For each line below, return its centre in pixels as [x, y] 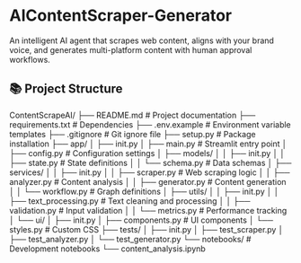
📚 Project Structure [66, 89]
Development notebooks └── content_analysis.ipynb [108, 249]
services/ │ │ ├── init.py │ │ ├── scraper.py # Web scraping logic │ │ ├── [150, 172]
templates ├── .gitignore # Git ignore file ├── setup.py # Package [133, 134]
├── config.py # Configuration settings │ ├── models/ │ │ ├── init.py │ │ [147, 153]
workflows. [30, 59]
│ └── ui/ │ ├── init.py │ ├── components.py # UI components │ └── [142, 220]
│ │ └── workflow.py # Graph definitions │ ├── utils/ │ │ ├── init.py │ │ [144, 191]
